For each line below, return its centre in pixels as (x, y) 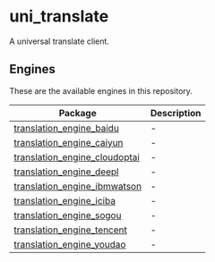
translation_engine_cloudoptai (77, 156)
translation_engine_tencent (71, 230)
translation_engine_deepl (66, 172)
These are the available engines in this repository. (101, 90)
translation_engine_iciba (65, 200)
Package (77, 113)
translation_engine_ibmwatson (77, 186)
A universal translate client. (60, 41)
